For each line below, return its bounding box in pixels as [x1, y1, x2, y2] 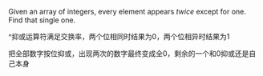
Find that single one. [8, 15, 76, 25]
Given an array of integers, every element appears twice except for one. [8, 7, 247, 16]
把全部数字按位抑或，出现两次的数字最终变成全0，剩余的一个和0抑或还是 [8, 49, 249, 58]
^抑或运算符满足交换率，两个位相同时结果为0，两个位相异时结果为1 [8, 32, 230, 41]
